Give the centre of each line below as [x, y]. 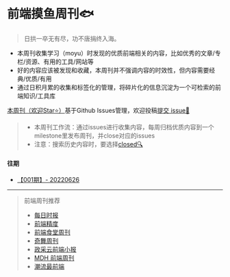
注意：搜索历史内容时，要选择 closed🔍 [88, 144]
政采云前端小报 [55, 250]
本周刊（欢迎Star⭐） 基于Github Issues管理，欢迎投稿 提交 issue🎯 [99, 110]
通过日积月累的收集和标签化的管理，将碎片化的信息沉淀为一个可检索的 [116, 87]
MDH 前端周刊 [54, 258]
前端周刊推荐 [42, 201]
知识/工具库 [39, 96]
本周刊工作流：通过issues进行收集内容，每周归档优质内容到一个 [124, 127]
